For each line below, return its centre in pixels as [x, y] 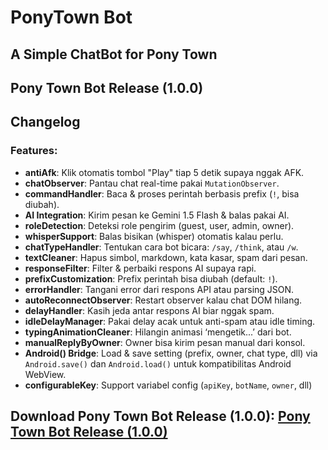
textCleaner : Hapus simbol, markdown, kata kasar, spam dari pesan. [166, 257]
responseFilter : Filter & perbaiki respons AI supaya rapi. [140, 268]
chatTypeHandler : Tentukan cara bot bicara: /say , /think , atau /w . [161, 247]
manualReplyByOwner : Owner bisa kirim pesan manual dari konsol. [165, 342]
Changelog [45, 122]
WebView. [45, 374]
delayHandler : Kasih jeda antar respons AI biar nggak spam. [149, 310]
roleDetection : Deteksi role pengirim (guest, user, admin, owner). [159, 225]
